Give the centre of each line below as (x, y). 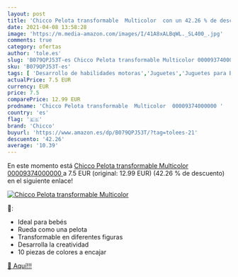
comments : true (30, 40)
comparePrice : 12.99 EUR (44, 100)
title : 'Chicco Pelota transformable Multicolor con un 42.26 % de (112, 21)
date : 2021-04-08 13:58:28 (47, 27)
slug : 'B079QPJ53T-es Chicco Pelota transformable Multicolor (101, 60)
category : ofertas (34, 47)
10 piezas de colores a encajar (62, 252)
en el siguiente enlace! (40, 181)
